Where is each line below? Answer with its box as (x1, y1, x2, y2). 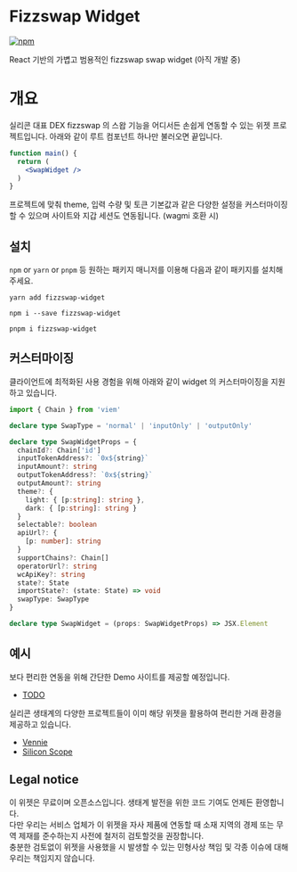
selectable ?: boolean (17, 520, 98, 530)
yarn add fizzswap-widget (9, 293, 105, 302)
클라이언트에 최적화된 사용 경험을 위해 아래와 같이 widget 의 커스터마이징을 (9, 376, 269, 387)
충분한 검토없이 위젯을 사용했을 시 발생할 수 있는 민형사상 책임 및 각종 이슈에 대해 (9, 841, 289, 852)
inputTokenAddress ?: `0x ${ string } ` (17, 454, 149, 463)
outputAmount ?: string (17, 479, 101, 488)
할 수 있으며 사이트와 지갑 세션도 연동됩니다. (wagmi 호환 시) (9, 210, 220, 221)
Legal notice (9, 772, 79, 787)
